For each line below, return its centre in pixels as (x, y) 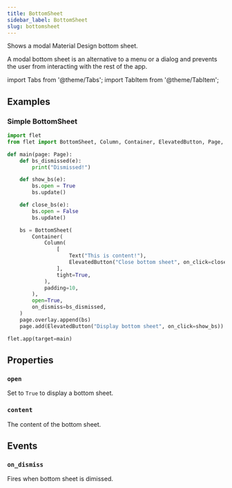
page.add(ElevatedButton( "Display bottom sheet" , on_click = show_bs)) (122, 326)
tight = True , (74, 275)
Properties (30, 360)
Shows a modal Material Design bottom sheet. (72, 46)
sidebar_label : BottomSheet (48, 20)
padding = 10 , (61, 288)
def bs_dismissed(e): (50, 161)
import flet (24, 136)
